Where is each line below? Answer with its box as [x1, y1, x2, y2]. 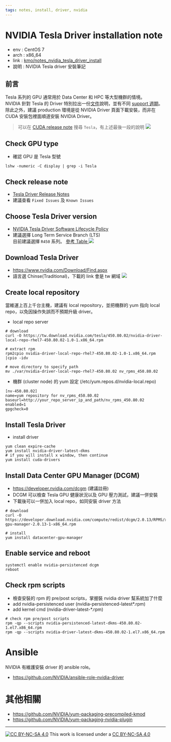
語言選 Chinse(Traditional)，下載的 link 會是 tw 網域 [12, 273, 121, 279]
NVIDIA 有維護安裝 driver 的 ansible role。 [5, 664, 93, 670]
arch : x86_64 [12, 52, 42, 58]
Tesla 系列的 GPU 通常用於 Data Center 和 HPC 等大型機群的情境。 [5, 94, 145, 100]
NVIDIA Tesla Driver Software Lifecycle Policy [12, 226, 108, 232]
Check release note [5, 177, 68, 186]
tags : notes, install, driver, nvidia [5, 7, 88, 13]
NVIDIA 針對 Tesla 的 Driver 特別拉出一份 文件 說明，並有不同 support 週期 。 [5, 101, 163, 107]
